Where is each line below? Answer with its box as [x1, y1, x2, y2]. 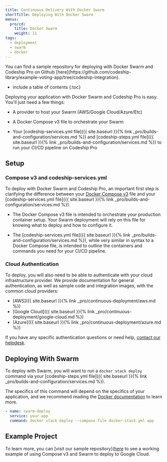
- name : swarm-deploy [5, 409, 51, 414]
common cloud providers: [5, 288, 59, 294]
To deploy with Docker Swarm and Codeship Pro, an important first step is [5, 186, 159, 192]
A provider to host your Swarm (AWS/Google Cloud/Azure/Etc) [12, 109, 142, 115]
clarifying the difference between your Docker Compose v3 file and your [5, 191, 156, 197]
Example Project [5, 432, 58, 441]
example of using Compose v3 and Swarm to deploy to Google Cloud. [5, 451, 150, 457]
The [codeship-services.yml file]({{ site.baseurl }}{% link [12, 232, 131, 238]
